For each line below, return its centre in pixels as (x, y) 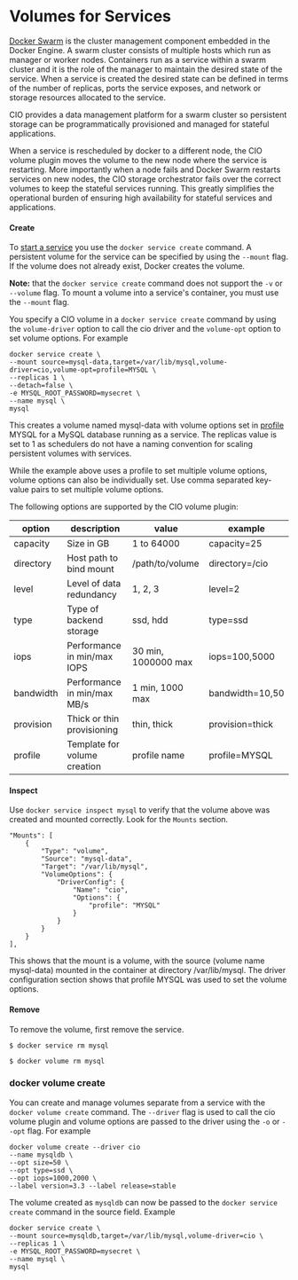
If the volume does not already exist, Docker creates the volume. (127, 266)
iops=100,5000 (241, 656)
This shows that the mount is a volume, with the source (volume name (137, 961)
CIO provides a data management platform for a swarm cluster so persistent (148, 114)
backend (85, 620)
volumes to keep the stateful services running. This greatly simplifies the (142, 188)
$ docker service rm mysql (59, 1045)
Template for (93, 744)
